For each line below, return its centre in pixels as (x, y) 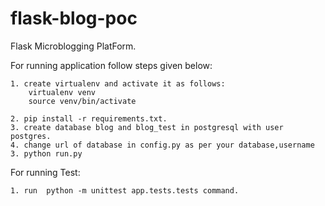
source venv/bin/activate (82, 101)
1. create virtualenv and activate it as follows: (118, 83)
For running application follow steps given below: (111, 65)
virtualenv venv (62, 92)
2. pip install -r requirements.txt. (89, 118)
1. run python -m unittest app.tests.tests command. (125, 190)
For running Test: (45, 172)
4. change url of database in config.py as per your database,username (162, 145)
